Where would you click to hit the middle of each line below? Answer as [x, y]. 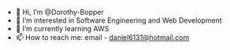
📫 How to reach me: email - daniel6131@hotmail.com [102, 37]
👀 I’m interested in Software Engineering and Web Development [119, 20]
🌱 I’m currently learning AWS [62, 29]
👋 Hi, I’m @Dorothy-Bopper [59, 12]
